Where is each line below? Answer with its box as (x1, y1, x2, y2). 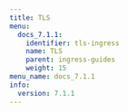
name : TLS (25, 47, 64, 56)
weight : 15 (25, 64, 67, 73)
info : (9, 80, 30, 89)
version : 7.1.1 (17, 89, 75, 98)
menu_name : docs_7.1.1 (9, 72, 95, 81)
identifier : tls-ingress (25, 38, 120, 48)
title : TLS (9, 13, 51, 23)
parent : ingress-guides (25, 55, 116, 64)
